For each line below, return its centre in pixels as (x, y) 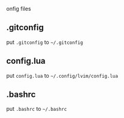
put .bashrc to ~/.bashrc (37, 109)
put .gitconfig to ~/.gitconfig (45, 42)
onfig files (19, 9)
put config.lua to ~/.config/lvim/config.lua (62, 75)
